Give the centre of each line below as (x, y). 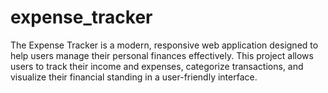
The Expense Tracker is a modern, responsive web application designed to (164, 45)
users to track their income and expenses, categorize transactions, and (157, 66)
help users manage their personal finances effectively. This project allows (162, 55)
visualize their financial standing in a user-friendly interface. (134, 77)
